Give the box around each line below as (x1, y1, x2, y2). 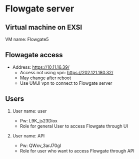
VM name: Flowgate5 (5, 36, 49, 42)
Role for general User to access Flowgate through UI (19, 123, 128, 129)
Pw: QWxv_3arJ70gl (19, 142, 61, 148)
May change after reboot (19, 75, 71, 81)
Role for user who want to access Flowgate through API (19, 147, 135, 153)
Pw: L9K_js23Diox (19, 117, 57, 123)
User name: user (12, 108, 47, 114)
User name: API (12, 132, 45, 138)
